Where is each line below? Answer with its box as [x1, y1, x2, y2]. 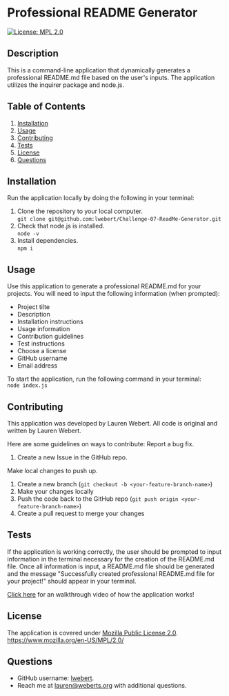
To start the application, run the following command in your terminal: [7, 375, 201, 384]
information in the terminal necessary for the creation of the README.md [7, 555, 215, 563]
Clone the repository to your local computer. [17, 207, 143, 215]
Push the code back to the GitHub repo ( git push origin [17, 495, 179, 503]
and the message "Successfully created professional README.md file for [7, 569, 215, 577]
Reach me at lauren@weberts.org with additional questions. [17, 682, 187, 690]
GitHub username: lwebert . [17, 674, 94, 682]
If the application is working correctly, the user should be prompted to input [7, 547, 222, 556]
